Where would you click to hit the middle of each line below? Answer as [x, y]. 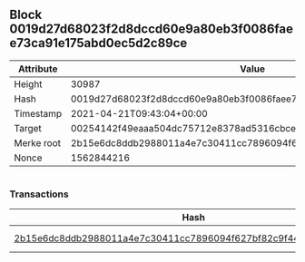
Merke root [38, 142]
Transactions [39, 194]
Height [28, 83]
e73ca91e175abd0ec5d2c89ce [98, 43]
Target [28, 128]
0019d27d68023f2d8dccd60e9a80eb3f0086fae [151, 29]
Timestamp [38, 113]
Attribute [38, 69]
